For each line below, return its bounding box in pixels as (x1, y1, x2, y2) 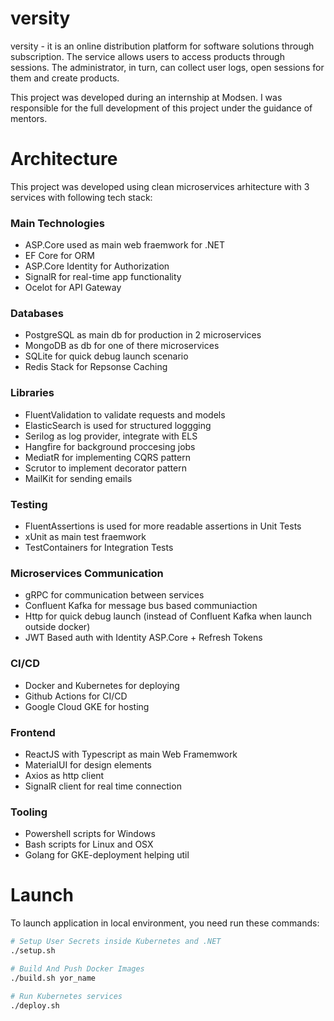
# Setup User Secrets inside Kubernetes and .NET (10, 937, 222, 947)
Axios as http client (24, 769, 105, 781)
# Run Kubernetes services (10, 991, 123, 1001)
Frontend (10, 725, 56, 739)
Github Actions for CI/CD (24, 690, 128, 702)
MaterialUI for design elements (24, 758, 153, 771)
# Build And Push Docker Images (10, 963, 145, 974)
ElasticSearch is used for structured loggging (24, 419, 212, 431)
